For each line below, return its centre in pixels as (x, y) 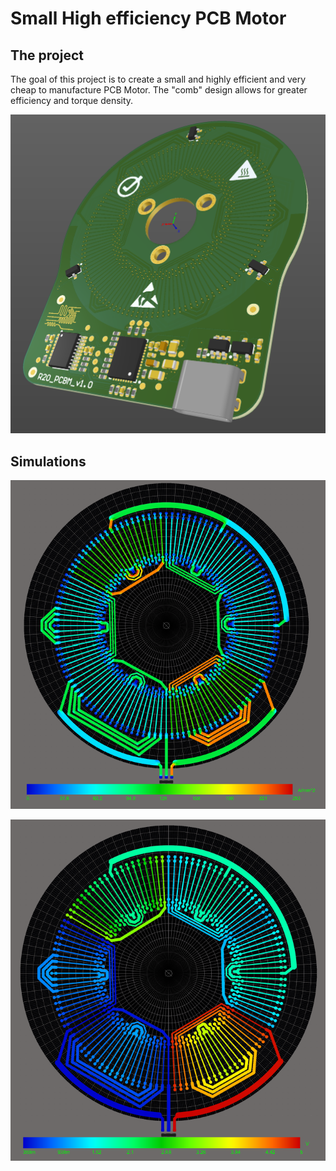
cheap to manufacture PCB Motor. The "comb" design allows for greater (159, 90)
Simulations (48, 461)
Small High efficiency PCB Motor (148, 18)
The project (47, 55)
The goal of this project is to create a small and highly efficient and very (158, 79)
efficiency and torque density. (72, 100)
